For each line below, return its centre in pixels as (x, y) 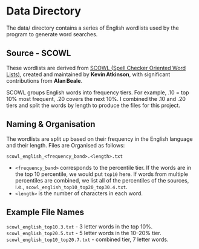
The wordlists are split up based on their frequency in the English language (99, 139)
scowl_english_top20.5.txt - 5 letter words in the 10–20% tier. (84, 233)
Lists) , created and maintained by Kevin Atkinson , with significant (88, 74)
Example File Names (45, 212)
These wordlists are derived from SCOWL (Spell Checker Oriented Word (96, 68)
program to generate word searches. (52, 34)
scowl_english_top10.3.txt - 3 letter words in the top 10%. (80, 227)
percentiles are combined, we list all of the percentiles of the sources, (102, 180)
